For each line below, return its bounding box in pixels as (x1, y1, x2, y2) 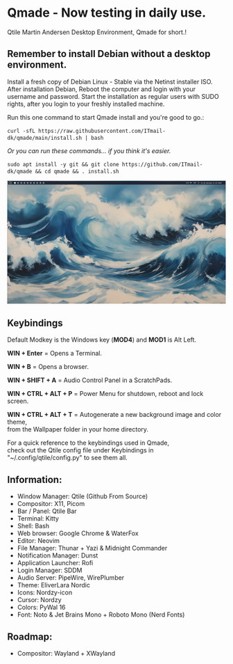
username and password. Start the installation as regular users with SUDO (7, 92, 220, 100)
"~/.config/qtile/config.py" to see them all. (7, 454, 128, 462)
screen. (7, 397, 29, 405)
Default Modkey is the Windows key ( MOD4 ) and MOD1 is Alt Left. (7, 335, 196, 344)
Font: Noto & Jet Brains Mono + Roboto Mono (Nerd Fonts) (17, 610, 185, 619)
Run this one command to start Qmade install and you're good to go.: (7, 113, 205, 121)
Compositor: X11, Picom (17, 500, 85, 508)
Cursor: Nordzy (17, 596, 62, 604)
